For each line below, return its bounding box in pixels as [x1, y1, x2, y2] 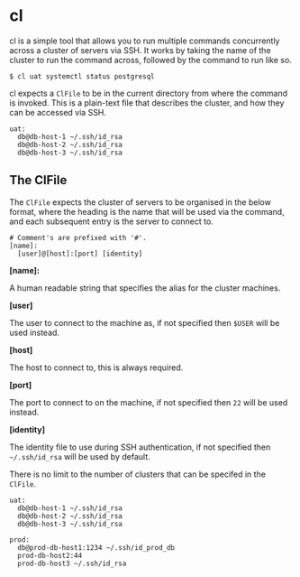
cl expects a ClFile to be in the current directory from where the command [9, 88, 288, 98]
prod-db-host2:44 [17, 551, 83, 560]
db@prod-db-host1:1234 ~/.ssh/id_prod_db [17, 543, 176, 552]
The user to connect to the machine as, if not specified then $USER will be [9, 317, 280, 328]
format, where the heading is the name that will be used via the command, [9, 206, 286, 217]
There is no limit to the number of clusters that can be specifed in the [9, 469, 266, 479]
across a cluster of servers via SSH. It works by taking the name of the [9, 44, 272, 55]
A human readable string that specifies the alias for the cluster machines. [9, 282, 281, 293]
